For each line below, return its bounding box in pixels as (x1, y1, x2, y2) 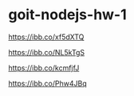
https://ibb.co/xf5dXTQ (8, 32, 85, 42)
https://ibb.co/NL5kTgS (8, 47, 85, 57)
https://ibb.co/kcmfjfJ (8, 62, 80, 73)
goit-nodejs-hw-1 (8, 6, 128, 24)
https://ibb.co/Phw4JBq (8, 78, 87, 88)
